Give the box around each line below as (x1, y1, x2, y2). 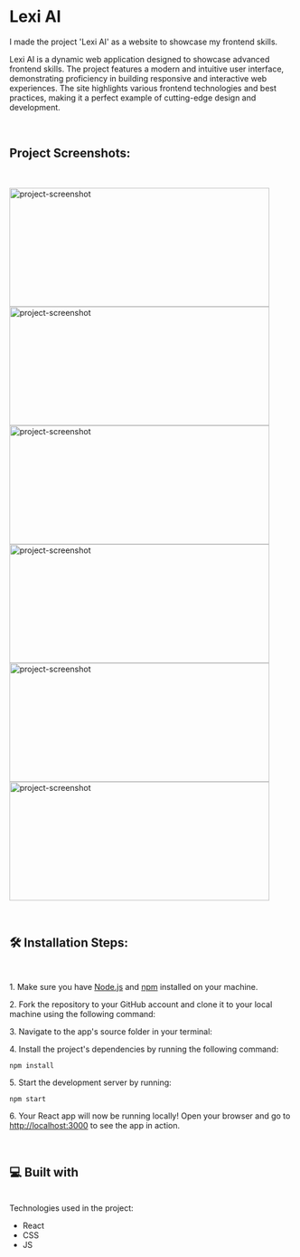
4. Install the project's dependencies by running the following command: (9, 1043, 279, 1054)
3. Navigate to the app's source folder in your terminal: (9, 1025, 212, 1037)
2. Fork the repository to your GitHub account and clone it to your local (9, 998, 273, 1010)
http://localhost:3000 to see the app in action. (9, 1119, 181, 1130)
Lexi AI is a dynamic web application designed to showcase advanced (9, 53, 270, 64)
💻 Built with (9, 1165, 80, 1180)
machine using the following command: (9, 1008, 156, 1019)
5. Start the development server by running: (9, 1077, 172, 1088)
